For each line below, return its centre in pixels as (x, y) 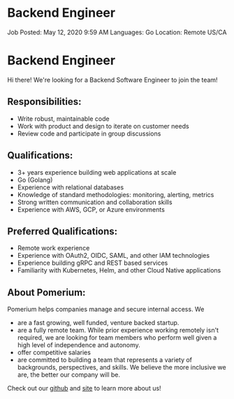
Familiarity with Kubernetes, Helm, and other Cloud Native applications (119, 270)
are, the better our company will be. (69, 375)
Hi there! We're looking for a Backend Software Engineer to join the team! (112, 80)
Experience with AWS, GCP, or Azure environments (91, 209)
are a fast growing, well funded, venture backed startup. (98, 323)
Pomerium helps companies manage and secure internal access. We (106, 310)
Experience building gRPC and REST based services (93, 263)
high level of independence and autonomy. (79, 345)
